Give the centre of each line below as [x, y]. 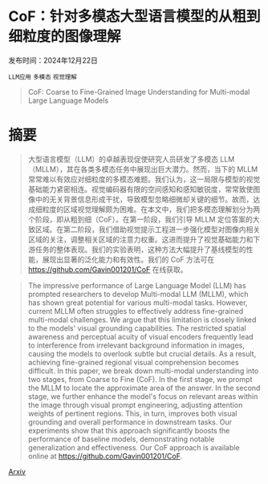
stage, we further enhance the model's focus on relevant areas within [143, 396]
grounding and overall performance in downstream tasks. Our [130, 421]
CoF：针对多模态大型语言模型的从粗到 [134, 16]
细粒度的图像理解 [65, 37]
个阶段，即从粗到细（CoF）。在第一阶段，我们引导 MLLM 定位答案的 [140, 219]
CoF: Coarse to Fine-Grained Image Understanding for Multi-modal [139, 92]
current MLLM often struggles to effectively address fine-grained [136, 311]
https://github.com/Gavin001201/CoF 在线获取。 [108, 269]
